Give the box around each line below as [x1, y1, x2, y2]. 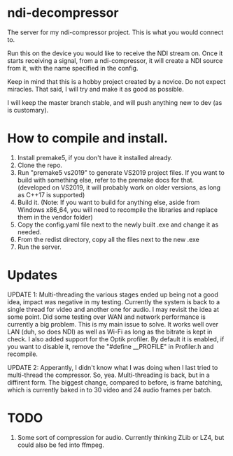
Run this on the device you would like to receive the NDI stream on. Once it [7, 49, 223, 57]
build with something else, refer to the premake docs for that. [17, 176, 195, 184]
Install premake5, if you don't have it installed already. [17, 153, 173, 162]
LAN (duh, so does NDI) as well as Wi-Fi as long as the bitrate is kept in [7, 327, 213, 336]
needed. [17, 227, 42, 236]
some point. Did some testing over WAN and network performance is [7, 313, 206, 321]
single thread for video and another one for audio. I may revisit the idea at [7, 305, 219, 313]
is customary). [7, 106, 49, 114]
